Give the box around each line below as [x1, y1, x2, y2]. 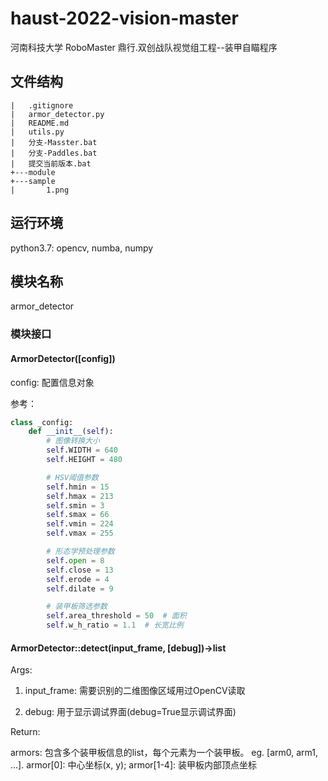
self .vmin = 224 [46, 519, 114, 529]
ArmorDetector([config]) [10, 352, 116, 364]
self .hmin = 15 [46, 482, 110, 492]
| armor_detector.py [10, 109, 105, 119]
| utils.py [10, 127, 65, 137]
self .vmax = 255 [46, 528, 114, 539]
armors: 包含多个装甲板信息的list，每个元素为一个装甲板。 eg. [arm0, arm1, [10, 747, 319, 759]
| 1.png [10, 185, 70, 195]
